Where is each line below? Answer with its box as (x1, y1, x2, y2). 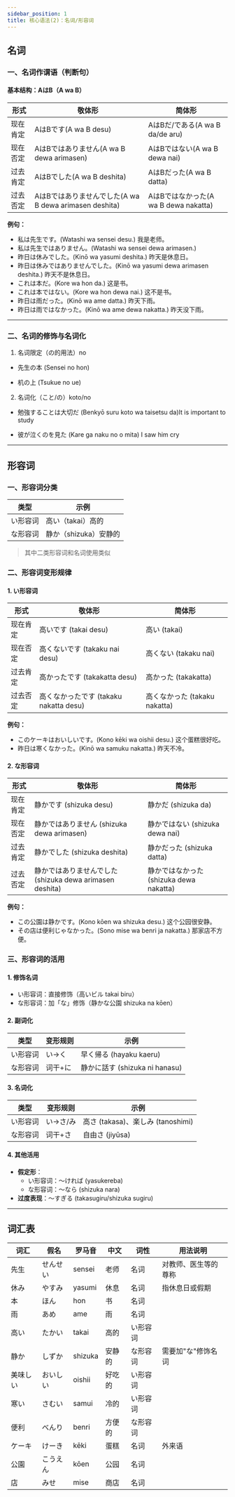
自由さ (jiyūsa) (83, 1130, 131, 1140)
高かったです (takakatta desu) (39, 672, 138, 682)
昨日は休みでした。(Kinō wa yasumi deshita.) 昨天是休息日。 (17, 253, 192, 261)
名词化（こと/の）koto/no (17, 393, 92, 402)
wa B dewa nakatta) (148, 201, 213, 211)
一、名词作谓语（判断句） (7, 67, 94, 77)
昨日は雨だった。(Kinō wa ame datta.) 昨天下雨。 (17, 296, 159, 305)
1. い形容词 (7, 586, 38, 595)
